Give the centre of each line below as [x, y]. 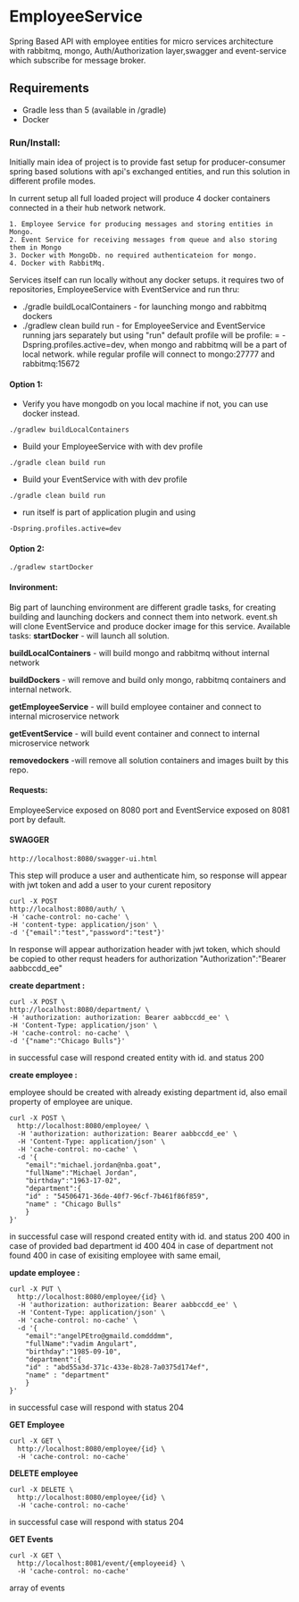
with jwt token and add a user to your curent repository [110, 885]
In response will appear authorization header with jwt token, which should [145, 949]
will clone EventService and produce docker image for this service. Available [150, 626]
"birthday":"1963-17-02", [74, 1181]
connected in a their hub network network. [88, 208]
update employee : [45, 1273]
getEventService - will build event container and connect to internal [135, 733]
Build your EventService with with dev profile [104, 479]
